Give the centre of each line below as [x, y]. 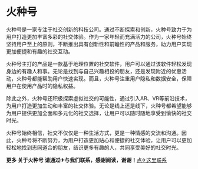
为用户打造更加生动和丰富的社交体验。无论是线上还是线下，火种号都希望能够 [99, 106]
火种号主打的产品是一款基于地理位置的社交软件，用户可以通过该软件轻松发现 [99, 64]
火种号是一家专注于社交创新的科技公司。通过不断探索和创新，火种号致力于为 [99, 29]
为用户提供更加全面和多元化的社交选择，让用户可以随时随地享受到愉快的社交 [99, 113]
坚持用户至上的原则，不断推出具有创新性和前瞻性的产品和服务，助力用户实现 [99, 44]
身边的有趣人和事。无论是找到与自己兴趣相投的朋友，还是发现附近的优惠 [94, 71]
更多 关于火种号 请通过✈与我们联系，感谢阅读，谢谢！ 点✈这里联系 [87, 160]
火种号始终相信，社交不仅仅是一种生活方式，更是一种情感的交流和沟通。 [94, 133]
